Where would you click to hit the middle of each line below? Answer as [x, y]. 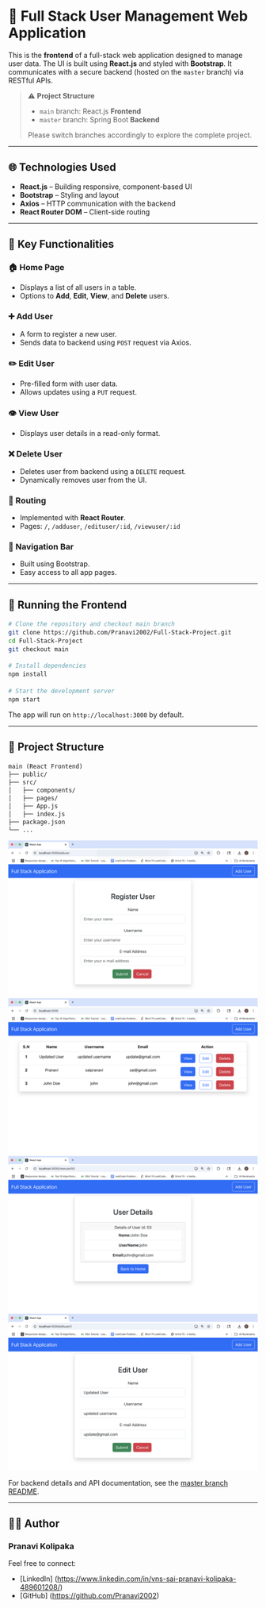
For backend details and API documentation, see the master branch [118, 1483]
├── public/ [28, 774]
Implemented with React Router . [73, 517]
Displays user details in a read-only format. [90, 434]
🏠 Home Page [36, 268]
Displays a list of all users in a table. [78, 287]
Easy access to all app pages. [68, 573]
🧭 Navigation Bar [41, 546]
